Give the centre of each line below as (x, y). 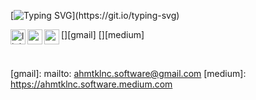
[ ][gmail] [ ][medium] (103, 34)
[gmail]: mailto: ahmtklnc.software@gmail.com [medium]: (128, 73)
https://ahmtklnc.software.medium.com (91, 84)
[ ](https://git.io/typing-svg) (95, 15)
